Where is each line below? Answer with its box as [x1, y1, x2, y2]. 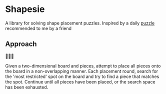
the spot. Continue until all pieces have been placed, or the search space [5, 78, 156, 84]
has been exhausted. [5, 84, 48, 90]
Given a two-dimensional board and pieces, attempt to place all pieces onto [5, 62, 161, 68]
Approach [5, 40, 37, 48]
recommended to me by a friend [5, 25, 71, 31]
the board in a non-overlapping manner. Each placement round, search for [5, 68, 158, 74]
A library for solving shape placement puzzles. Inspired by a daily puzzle [5, 20, 155, 26]
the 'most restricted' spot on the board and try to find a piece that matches [5, 73, 159, 79]
